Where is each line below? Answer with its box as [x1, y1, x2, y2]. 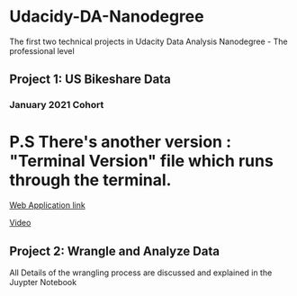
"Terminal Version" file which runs [9, 151, 274, 172]
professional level [9, 45, 75, 56]
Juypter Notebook [9, 277, 77, 287]
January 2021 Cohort [9, 99, 104, 112]
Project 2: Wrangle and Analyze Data [9, 243, 220, 258]
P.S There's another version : [9, 132, 232, 152]
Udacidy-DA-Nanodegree [9, 6, 204, 27]
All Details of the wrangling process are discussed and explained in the [9, 267, 273, 278]
